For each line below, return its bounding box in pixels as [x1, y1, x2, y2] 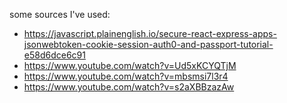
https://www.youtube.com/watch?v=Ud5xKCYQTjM [23, 60, 237, 71]
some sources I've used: [9, 9, 111, 20]
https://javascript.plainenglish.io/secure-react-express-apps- [23, 28, 277, 39]
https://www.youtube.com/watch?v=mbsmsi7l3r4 [23, 70, 229, 82]
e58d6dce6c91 [23, 49, 86, 61]
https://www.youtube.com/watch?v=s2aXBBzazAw [23, 81, 235, 93]
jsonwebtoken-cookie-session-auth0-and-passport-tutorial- [23, 39, 274, 50]
